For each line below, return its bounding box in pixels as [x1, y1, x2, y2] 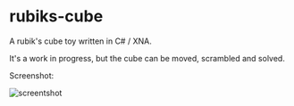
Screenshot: [9, 69, 55, 81]
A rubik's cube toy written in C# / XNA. [9, 36, 152, 46]
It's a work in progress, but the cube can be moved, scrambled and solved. [9, 53, 286, 63]
